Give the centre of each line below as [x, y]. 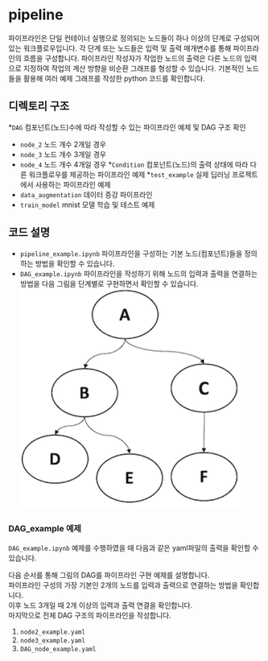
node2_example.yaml [53, 632]
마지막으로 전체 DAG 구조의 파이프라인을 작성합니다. [90, 615]
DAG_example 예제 [45, 529]
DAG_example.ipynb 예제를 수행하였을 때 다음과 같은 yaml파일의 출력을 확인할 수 [134, 547]
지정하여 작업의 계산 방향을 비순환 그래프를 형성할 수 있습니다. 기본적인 [134, 68]
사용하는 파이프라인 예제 [73, 184]
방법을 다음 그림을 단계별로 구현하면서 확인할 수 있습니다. [109, 283]
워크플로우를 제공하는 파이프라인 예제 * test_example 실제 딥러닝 [130, 174]
